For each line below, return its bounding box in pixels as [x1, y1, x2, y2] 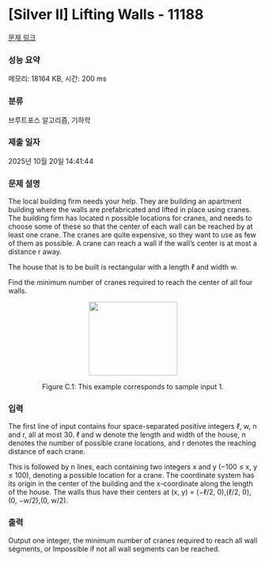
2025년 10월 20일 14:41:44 [8, 156, 93, 165]
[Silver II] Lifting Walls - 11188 [8, 6, 204, 24]
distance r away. [8, 247, 62, 256]
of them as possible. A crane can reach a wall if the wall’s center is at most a [8, 239, 257, 248]
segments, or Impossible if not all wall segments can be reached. [8, 544, 220, 553]
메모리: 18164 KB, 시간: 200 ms [8, 74, 107, 84]
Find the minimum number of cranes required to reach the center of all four [8, 278, 253, 287]
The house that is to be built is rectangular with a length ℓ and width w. [8, 263, 238, 272]
